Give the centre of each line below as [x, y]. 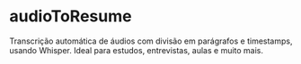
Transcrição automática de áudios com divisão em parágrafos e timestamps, [151, 41]
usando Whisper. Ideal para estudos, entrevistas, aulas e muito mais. [136, 50]
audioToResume [71, 16]
